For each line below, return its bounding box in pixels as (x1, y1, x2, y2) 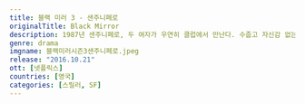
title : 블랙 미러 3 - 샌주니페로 (9, 13, 119, 23)
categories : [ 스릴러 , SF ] (9, 80, 102, 90)
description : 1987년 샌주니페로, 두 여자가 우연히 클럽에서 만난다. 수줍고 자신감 (9, 30, 281, 39)
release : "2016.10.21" (9, 55, 95, 64)
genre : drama (9, 38, 59, 48)
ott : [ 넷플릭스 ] (9, 64, 64, 73)
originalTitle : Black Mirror (9, 22, 120, 31)
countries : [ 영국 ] (9, 72, 75, 81)
